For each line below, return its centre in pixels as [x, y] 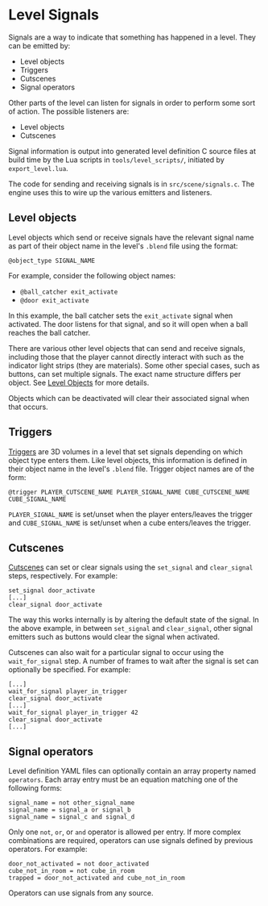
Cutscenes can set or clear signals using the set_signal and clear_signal [131, 567]
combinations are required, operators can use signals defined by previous [131, 841]
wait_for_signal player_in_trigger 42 [73, 713]
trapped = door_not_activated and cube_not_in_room [97, 878]
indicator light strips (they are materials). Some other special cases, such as [134, 365]
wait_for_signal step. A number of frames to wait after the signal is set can [134, 661]
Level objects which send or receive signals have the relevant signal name [132, 237]
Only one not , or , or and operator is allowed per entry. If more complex [125, 832]
